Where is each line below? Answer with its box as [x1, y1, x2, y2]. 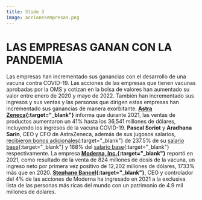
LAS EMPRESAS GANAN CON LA [6, 40, 172, 54]
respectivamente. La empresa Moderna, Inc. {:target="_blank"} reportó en [6, 150, 194, 157]
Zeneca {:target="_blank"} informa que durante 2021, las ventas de [6, 111, 176, 119]
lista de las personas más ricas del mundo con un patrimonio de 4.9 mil [6, 182, 184, 189]
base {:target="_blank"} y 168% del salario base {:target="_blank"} [6, 143, 170, 151]
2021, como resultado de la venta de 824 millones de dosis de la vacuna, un [6, 156, 195, 163]
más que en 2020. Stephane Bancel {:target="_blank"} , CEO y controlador [6, 169, 194, 177]
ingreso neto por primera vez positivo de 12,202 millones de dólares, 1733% [6, 163, 195, 170]
